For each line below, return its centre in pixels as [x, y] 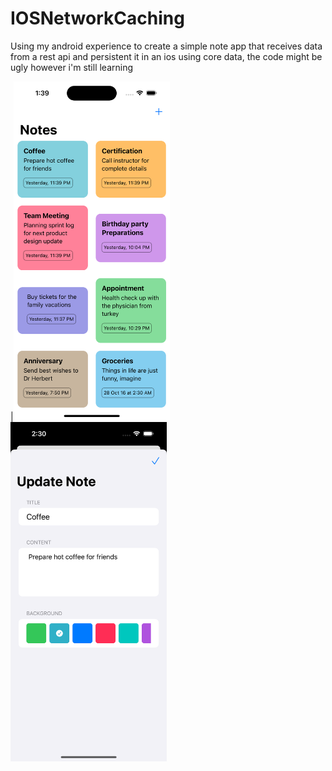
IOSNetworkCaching [97, 18]
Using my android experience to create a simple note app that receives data [166, 46]
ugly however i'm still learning [72, 67]
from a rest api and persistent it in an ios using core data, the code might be [166, 56]
